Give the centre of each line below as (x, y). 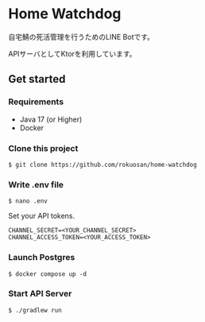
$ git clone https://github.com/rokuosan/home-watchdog (102, 165)
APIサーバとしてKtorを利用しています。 (72, 53)
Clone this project (43, 148)
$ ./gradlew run (35, 310)
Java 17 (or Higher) (51, 119)
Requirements (36, 102)
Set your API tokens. (42, 216)
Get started (37, 79)
